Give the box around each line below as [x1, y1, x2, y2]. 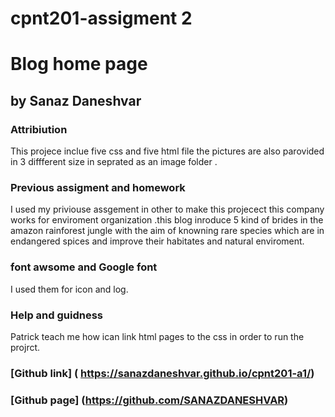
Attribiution [10, 122, 68, 136]
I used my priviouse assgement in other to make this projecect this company [10, 203, 325, 216]
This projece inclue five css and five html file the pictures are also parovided [10, 145, 325, 157]
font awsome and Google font [10, 260, 158, 274]
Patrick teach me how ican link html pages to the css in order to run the [10, 330, 305, 342]
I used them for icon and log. [10, 283, 129, 295]
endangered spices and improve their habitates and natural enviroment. [10, 235, 305, 247]
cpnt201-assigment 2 [10, 7, 193, 30]
